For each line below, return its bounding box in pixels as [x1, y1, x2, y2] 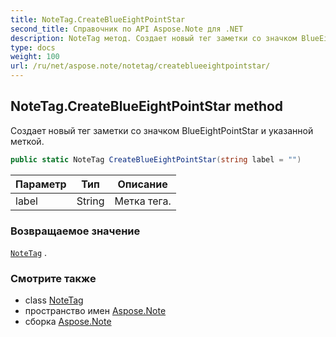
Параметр [15, 177, 67, 191]
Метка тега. [114, 194, 172, 208]
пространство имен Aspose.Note [24, 305, 167, 317]
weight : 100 [10, 52, 60, 62]
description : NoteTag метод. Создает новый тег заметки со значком [10, 33, 298, 43]
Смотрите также [10, 271, 97, 285]
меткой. [10, 135, 45, 147]
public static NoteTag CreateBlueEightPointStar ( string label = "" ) [10, 154, 302, 165]
